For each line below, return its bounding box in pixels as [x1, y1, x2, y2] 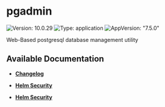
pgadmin [6, 4, 52, 18]
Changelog [15, 70, 44, 77]
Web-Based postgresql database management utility [6, 36, 139, 43]
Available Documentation [6, 53, 105, 64]
